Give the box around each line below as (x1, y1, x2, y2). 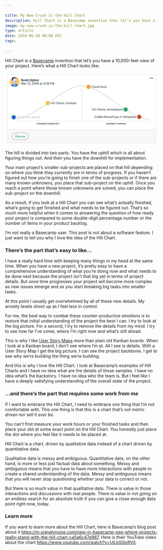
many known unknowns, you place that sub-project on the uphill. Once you (5, 180, 155, 185)
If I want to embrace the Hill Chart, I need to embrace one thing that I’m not (5, 401, 155, 407)
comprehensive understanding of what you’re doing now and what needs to (5, 268, 157, 274)
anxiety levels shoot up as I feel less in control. (5, 303, 98, 309)
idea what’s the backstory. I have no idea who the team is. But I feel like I (5, 373, 150, 379)
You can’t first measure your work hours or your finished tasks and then (5, 421, 149, 427)
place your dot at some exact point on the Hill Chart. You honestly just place (5, 426, 157, 432)
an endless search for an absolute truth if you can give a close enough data (5, 496, 156, 501)
